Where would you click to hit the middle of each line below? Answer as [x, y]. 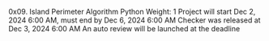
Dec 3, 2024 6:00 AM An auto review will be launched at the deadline [124, 29]
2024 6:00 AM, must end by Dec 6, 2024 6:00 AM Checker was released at [134, 20]
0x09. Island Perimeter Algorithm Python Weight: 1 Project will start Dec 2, [132, 12]
